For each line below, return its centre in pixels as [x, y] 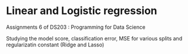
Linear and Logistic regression [82, 11]
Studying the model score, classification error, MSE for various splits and [94, 38]
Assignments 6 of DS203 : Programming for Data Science [76, 27]
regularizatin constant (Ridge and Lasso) [55, 45]
